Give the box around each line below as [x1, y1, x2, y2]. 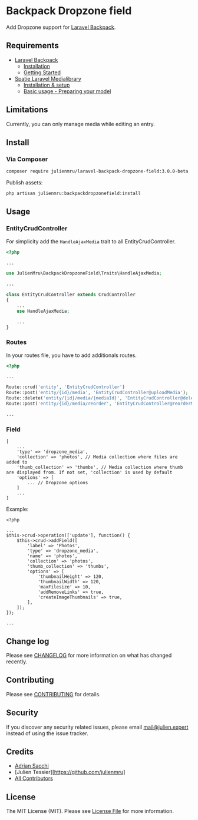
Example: [6, 505, 29, 513]
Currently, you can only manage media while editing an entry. [6, 120, 155, 127]
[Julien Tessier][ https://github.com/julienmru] [14, 769, 126, 776]
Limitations [6, 105, 48, 115]
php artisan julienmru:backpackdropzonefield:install [6, 190, 141, 197]
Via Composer [6, 155, 48, 163]
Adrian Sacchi [14, 762, 49, 769]
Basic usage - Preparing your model [23, 87, 111, 95]
